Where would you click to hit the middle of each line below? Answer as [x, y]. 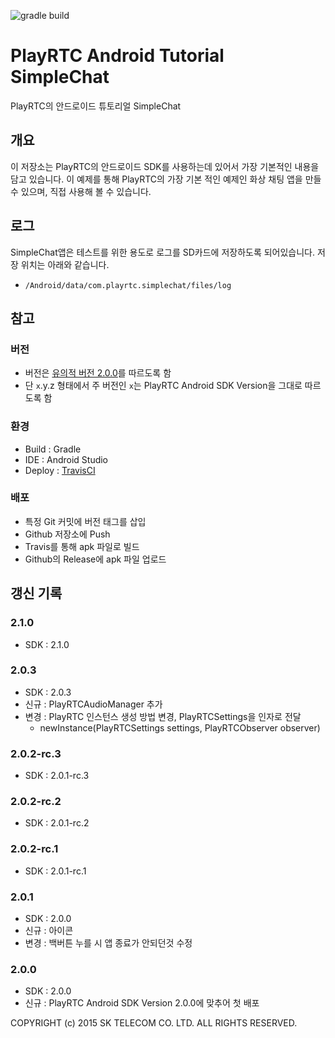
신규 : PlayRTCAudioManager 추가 [93, 704]
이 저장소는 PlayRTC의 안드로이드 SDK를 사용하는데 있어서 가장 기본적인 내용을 [165, 166]
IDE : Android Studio [66, 459]
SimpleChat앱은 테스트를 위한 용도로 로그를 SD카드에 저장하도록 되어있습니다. [163, 252]
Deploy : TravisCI [60, 470]
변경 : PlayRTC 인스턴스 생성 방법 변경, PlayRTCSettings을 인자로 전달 [163, 716]
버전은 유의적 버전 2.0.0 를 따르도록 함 [98, 373]
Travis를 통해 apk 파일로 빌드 [82, 546]
